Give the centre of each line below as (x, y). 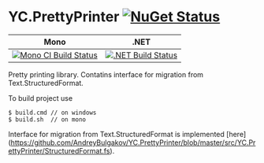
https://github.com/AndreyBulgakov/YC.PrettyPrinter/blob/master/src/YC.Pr (133, 143)
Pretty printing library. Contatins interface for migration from (106, 74)
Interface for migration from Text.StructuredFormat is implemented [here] (127, 134)
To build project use (41, 98)
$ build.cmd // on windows (52, 113)
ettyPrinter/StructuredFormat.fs (59, 150)
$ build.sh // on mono (47, 119)
